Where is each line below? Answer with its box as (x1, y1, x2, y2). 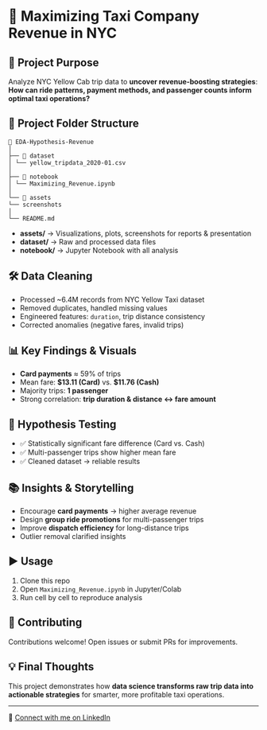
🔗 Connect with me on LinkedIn (8, 712, 111, 722)
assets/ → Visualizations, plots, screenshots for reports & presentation (19, 228, 252, 238)
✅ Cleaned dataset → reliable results (19, 457, 141, 466)
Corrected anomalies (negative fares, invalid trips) (19, 320, 184, 330)
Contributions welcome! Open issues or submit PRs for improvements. (8, 637, 238, 646)
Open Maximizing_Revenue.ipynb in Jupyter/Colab (19, 584, 182, 594)
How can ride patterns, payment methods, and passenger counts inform (8, 85, 252, 95)
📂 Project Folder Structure (8, 117, 139, 131)
